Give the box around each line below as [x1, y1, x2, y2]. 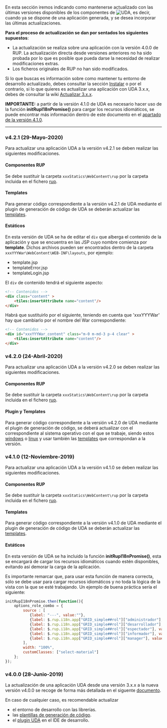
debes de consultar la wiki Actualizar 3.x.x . [5, 92, 93, 97]
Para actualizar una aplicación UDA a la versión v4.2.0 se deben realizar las [5, 364, 160, 370]
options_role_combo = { [14, 604, 64, 608]
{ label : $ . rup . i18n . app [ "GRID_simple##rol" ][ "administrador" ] [29, 617, 162, 622]
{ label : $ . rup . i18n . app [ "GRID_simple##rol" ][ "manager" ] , [29, 636, 150, 641]
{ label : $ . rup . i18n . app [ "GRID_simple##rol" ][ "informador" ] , [29, 631, 157, 636]
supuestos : [5, 35, 29, 41]
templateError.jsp [12, 264, 48, 270]
